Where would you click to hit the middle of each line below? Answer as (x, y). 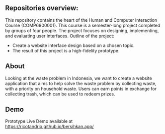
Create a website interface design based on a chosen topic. (74, 45)
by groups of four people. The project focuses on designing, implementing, (82, 30)
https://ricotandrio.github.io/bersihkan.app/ (49, 127)
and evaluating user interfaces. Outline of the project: (60, 36)
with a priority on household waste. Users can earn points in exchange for (81, 89)
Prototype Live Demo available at (39, 121)
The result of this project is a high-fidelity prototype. (66, 50)
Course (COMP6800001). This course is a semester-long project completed (83, 25)
